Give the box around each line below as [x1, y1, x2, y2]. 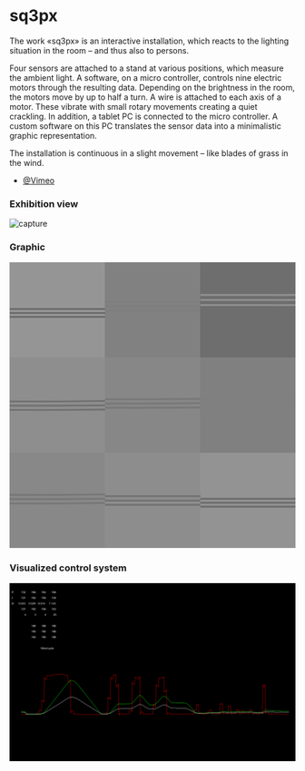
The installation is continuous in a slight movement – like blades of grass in [9, 147, 289, 159]
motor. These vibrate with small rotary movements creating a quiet [9, 101, 258, 112]
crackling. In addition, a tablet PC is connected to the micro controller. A [9, 111, 279, 122]
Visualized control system [9, 561, 127, 574]
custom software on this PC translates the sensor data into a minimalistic [9, 120, 281, 132]
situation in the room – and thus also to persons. [9, 44, 189, 55]
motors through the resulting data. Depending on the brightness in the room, [9, 82, 295, 93]
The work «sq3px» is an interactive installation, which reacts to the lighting [9, 35, 290, 46]
